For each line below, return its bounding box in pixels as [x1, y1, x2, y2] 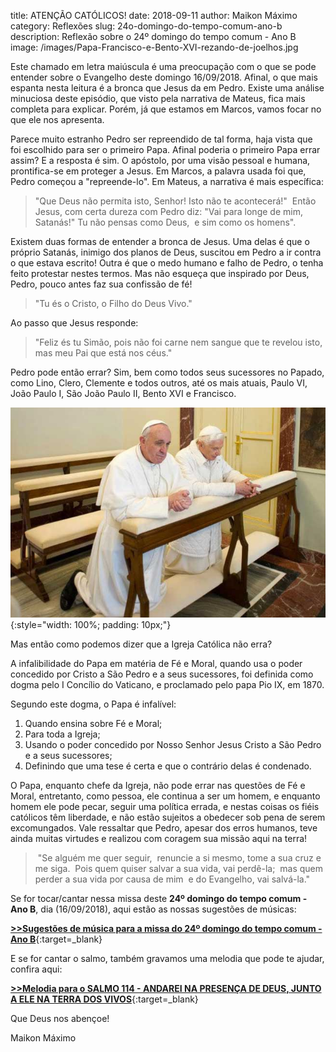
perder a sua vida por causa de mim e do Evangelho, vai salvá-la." [34, 873, 311, 885]
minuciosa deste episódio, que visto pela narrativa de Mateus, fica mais [10, 93, 306, 104]
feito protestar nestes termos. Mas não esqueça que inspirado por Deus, [10, 268, 310, 279]
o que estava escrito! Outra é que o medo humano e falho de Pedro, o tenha [10, 257, 324, 269]
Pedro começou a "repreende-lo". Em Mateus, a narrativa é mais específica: [10, 176, 324, 187]
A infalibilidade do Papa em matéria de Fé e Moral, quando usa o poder [10, 657, 303, 669]
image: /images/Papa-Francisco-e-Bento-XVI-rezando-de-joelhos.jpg [10, 41, 299, 53]
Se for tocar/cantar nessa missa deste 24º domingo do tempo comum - [10, 892, 308, 904]
